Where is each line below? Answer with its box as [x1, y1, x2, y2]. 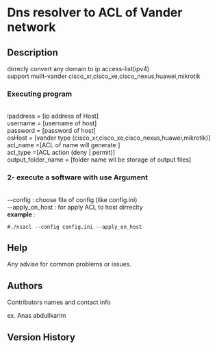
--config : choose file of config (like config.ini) [7, 195, 138, 203]
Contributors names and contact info [7, 298, 111, 306]
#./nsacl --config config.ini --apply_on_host [7, 223, 142, 230]
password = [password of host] [7, 127, 96, 135]
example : [7, 210, 36, 218]
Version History [7, 331, 75, 343]
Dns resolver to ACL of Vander [7, 5, 183, 21]
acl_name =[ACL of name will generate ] [7, 141, 120, 149]
